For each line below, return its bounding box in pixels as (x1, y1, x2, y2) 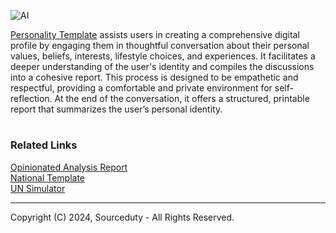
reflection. (10, 93, 53, 104)
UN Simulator (10, 182, 66, 194)
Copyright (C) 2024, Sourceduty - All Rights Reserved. (10, 211, 235, 223)
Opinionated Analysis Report (10, 161, 128, 173)
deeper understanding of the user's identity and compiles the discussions (10, 61, 315, 72)
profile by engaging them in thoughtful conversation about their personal (10, 40, 310, 51)
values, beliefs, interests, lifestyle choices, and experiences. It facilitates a (10, 50, 316, 62)
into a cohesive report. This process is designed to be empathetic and (10, 71, 299, 83)
